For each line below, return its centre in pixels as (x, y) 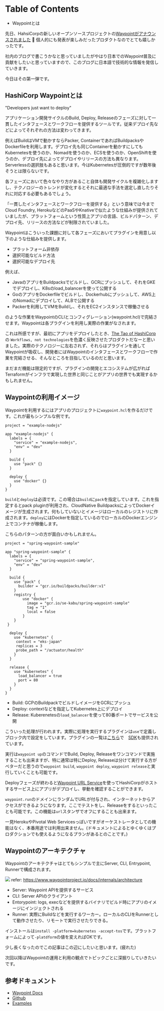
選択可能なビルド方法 (33, 255)
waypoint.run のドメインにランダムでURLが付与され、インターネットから (78, 799)
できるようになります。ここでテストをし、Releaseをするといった (87, 805)
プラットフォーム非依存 (36, 249)
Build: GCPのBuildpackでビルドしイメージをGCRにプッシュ (72, 703)
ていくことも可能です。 (37, 772)
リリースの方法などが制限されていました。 (69, 222)
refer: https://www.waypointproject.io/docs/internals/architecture (77, 880)
